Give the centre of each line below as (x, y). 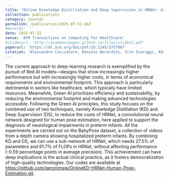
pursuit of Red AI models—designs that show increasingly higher (72, 71)
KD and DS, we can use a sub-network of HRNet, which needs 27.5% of (80, 141)
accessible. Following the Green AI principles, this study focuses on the (79, 104)
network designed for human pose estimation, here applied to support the (82, 120)
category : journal (24, 19)
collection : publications (32, 15)
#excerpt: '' (19, 29)
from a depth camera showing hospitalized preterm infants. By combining (81, 136)
